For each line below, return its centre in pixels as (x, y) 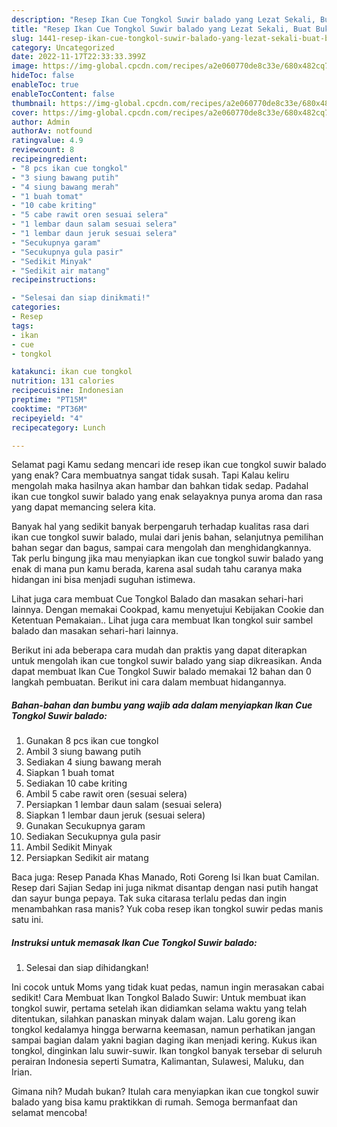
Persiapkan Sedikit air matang (87, 858)
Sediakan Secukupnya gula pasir (93, 837)
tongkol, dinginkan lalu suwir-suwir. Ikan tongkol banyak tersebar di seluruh (167, 1051)
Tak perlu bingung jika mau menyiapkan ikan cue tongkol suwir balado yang (167, 558)
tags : (22, 326)
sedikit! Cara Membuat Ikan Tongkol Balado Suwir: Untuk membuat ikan (159, 998)
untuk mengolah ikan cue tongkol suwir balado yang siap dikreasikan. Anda (167, 661)
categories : (36, 307)
